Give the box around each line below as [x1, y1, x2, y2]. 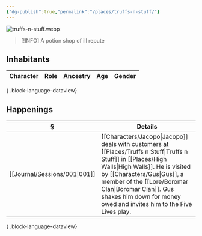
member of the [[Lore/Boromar [101, 178, 189, 186]
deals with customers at [101, 140, 169, 148]
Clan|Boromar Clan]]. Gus [101, 185, 174, 193]
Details [136, 123, 158, 131]
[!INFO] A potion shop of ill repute [20, 37, 105, 44]
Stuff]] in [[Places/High [101, 155, 167, 163]
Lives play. [101, 208, 132, 216]
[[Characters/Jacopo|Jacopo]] [101, 133, 188, 141]
